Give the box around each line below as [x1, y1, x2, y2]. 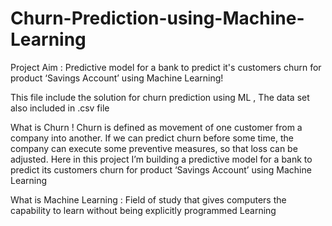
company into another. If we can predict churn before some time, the [10, 132, 294, 144]
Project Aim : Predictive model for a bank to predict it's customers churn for [10, 61, 322, 73]
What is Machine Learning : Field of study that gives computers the [10, 193, 287, 206]
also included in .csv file [10, 102, 110, 114]
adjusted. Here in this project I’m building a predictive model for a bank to [10, 153, 313, 165]
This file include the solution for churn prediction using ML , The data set [10, 91, 310, 103]
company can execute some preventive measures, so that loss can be [10, 142, 298, 154]
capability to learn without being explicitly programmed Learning [10, 204, 277, 216]
